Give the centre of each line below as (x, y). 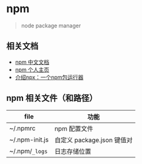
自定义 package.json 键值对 (93, 140)
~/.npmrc (22, 128)
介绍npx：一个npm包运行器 (49, 77)
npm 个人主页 (32, 69)
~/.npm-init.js (29, 140)
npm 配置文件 (74, 128)
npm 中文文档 (32, 62)
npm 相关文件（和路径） (52, 98)
